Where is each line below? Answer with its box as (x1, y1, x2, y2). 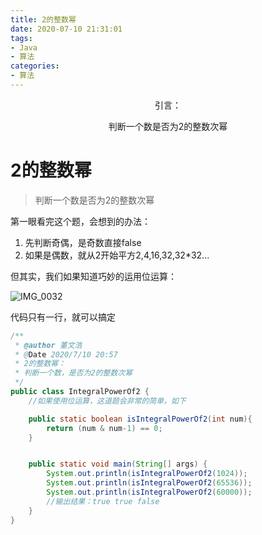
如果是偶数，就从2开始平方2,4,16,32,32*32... (24, 249, 210, 261)
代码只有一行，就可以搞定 (10, 311, 116, 323)
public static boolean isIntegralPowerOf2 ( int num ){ (28, 414, 253, 424)
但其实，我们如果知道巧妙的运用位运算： (10, 270, 177, 282)
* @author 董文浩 (14, 340, 83, 350)
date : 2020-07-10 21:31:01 (10, 24, 123, 34)
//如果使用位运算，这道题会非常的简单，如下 (28, 396, 187, 406)
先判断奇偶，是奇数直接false (24, 236, 142, 248)
